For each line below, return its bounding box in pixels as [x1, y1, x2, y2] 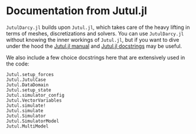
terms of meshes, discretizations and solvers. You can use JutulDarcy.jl [6, 30, 184, 37]
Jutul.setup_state [6, 87, 51, 93]
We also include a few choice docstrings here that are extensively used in [6, 54, 185, 61]
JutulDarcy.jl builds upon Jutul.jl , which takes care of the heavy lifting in [6, 24, 190, 31]
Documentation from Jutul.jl [6, 4, 148, 18]
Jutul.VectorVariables [6, 97, 62, 103]
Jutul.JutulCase [6, 77, 46, 83]
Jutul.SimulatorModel [6, 118, 60, 124]
